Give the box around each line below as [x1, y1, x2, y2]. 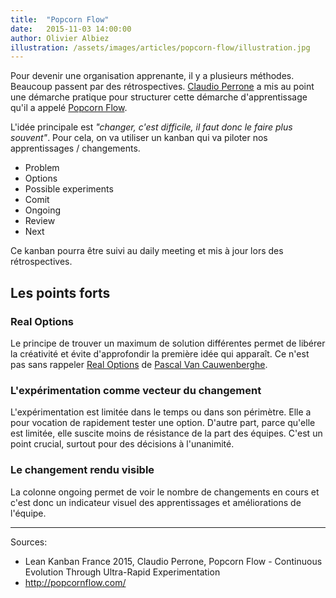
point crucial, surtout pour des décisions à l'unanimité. [10, 438, 235, 450]
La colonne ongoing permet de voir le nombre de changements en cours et [10, 486, 320, 498]
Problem [24, 162, 60, 174]
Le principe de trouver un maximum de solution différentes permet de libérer [10, 337, 326, 349]
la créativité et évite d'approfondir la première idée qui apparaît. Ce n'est [10, 347, 310, 360]
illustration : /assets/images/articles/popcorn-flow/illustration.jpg [10, 42, 311, 53]
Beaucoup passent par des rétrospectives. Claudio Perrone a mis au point [10, 81, 315, 93]
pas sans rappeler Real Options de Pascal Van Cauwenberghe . [10, 358, 268, 370]
